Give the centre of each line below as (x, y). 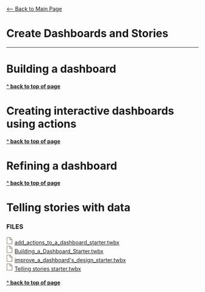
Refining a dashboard (62, 166)
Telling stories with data (68, 208)
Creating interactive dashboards (90, 111)
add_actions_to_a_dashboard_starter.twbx (67, 242)
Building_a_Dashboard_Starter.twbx (59, 251)
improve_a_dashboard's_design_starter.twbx (70, 260)
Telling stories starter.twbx (48, 269)
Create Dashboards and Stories (88, 34)
